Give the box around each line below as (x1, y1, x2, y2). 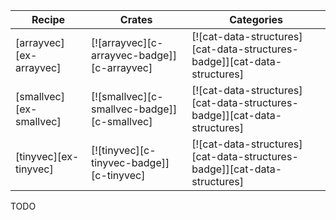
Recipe (31, 13, 66, 26)
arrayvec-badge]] (90, 49, 177, 62)
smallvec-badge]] (90, 102, 178, 116)
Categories (229, 13, 283, 26)
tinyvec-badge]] (90, 156, 170, 169)
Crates (119, 13, 153, 26)
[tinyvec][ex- (15, 150, 80, 163)
